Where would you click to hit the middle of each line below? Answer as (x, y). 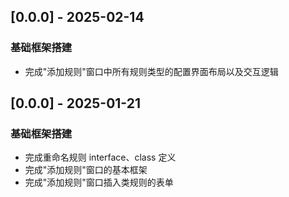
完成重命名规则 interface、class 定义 (100, 157)
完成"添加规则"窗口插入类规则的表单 (99, 182)
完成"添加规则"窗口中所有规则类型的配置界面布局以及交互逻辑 (151, 71)
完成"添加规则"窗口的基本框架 (86, 170)
